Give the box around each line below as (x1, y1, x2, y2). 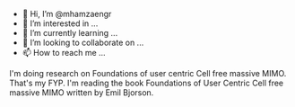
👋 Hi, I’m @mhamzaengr (22, 9, 112, 19)
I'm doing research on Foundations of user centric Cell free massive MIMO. (9, 68, 287, 78)
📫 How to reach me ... (22, 48, 106, 58)
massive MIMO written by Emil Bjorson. (9, 87, 154, 98)
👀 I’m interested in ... (22, 18, 99, 29)
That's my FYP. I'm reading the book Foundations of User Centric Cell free (9, 77, 284, 88)
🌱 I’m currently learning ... (22, 28, 118, 38)
